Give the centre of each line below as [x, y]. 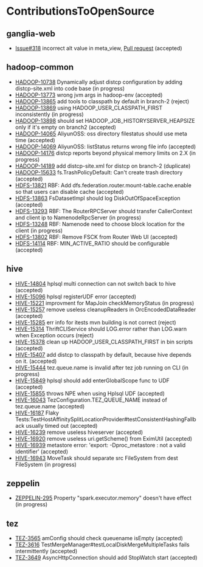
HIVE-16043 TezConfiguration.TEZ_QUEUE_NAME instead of [91, 400]
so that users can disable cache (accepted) [70, 191]
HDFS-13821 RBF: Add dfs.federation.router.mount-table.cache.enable [103, 185]
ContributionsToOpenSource [81, 11]
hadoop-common [40, 67]
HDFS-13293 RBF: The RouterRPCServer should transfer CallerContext [104, 211]
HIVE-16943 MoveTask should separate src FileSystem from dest [96, 458]
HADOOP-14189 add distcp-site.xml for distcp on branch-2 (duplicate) [103, 166]
